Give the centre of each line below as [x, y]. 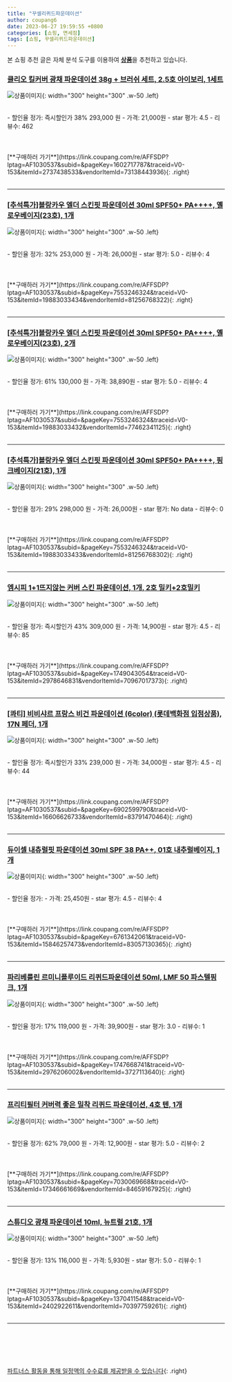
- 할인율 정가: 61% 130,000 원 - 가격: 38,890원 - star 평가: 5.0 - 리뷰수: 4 [107, 381]
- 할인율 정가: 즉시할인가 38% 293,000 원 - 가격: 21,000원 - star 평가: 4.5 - [110, 117]
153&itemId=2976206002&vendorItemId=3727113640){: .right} [96, 1072]
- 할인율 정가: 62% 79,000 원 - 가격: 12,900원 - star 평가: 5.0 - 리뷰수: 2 [106, 1143]
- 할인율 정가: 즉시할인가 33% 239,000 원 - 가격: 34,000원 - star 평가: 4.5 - [111, 762]
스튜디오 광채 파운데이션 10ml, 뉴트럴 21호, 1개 [80, 1222]
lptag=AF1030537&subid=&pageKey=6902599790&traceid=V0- [98, 809]
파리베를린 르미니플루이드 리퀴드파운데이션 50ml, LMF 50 [98, 977]
